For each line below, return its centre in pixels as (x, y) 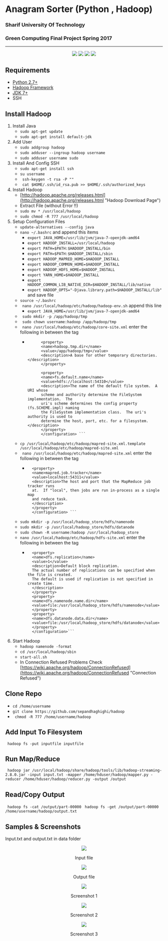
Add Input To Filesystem (44, 732)
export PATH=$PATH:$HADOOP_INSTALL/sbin (70, 254)
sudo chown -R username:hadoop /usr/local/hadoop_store (79, 533)
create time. (41, 583)
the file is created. (50, 575)
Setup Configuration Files (38, 221)
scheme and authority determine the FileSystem (91, 395)
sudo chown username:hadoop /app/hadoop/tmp (69, 322)
